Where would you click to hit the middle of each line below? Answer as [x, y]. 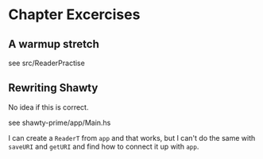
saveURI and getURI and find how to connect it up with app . [104, 146]
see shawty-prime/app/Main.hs [60, 122]
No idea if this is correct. [48, 107]
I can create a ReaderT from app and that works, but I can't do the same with [132, 138]
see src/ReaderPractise [46, 63]
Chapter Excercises [74, 15]
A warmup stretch [54, 44]
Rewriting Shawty [53, 88]
